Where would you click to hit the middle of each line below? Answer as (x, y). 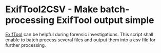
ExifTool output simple (105, 20)
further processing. (26, 45)
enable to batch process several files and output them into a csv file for (80, 40)
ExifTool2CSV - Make (52, 9)
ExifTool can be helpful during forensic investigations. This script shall (79, 34)
